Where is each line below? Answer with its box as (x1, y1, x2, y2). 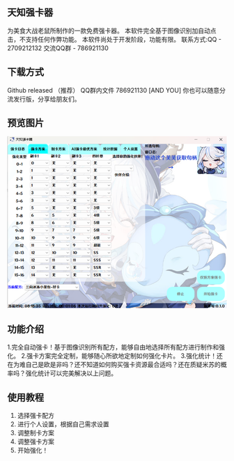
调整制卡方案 (17, 429, 54, 437)
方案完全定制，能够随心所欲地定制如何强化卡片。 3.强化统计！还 (38, 352, 223, 360)
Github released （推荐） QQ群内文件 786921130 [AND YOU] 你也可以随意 (7, 86, 220, 94)
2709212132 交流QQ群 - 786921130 (7, 44, 109, 52)
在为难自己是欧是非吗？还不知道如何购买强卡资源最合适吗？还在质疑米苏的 (7, 361, 221, 369)
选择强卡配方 (17, 412, 54, 420)
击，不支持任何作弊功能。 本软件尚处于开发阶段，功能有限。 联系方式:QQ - (7, 35, 221, 43)
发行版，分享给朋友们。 (13, 95, 81, 103)
